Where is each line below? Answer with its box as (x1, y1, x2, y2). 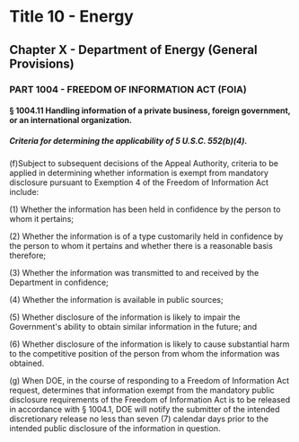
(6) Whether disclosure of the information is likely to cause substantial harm (9, 339, 290, 349)
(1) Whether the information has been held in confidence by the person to (9, 204, 281, 215)
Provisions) (9, 56, 75, 71)
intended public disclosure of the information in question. (9, 423, 222, 434)
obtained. (9, 358, 45, 369)
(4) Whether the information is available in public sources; (9, 295, 224, 305)
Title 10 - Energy (9, 6, 135, 27)
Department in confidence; (9, 277, 110, 288)
